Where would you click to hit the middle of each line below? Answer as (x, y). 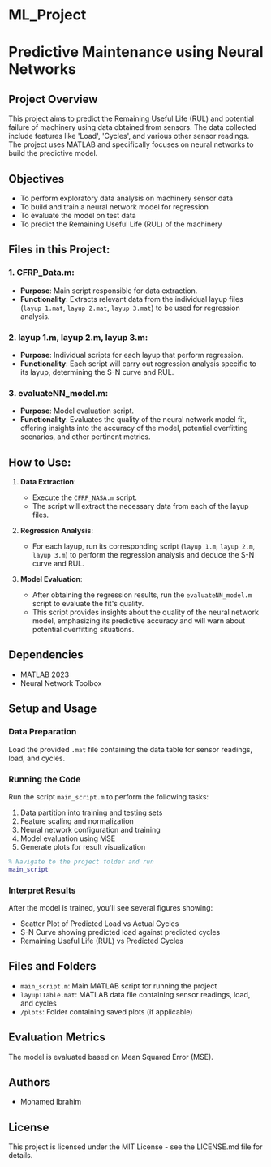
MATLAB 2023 (45, 674)
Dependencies (46, 655)
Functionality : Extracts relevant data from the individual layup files (131, 299)
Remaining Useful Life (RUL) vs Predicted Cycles (102, 941)
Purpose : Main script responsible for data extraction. (109, 291)
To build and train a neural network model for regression (114, 207)
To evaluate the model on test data (78, 215)
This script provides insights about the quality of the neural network (146, 612)
